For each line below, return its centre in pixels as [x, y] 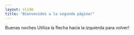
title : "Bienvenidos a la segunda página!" [50, 14]
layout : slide [19, 9]
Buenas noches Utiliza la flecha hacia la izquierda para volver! [67, 27]
